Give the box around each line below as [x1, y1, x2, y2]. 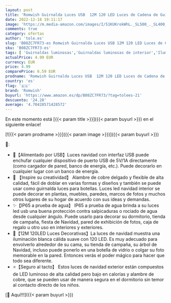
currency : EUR [5, 60, 36, 65]
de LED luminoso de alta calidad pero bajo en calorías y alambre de [12, 271, 154, 278]
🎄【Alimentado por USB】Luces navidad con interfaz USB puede [12, 152, 149, 158]
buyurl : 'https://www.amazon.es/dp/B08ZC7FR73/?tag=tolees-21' [5, 93, 142, 98]
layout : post [5, 7, 33, 13]
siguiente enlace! [5, 122, 41, 128]
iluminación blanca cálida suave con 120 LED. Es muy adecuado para [12, 236, 158, 242]
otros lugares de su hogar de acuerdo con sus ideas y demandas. [12, 197, 151, 203]
